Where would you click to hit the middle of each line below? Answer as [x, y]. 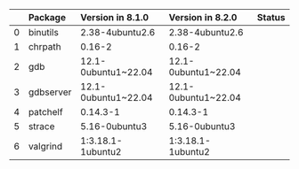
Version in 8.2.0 [203, 17]
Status [271, 17]
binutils [44, 32]
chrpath [44, 46]
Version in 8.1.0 [114, 17]
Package [47, 17]
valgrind [45, 146]
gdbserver [50, 92]
